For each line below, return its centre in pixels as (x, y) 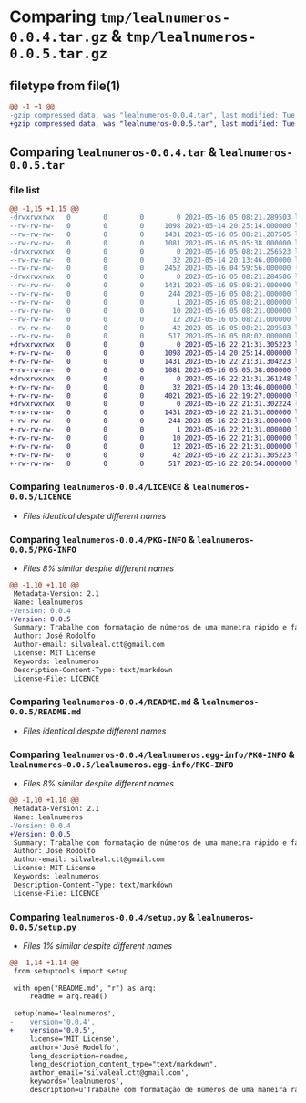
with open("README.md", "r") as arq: (85, 988)
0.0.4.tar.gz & (66, 36)
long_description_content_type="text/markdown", (124, 1065)
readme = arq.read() (68, 996)
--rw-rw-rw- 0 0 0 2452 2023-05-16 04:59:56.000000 (150, 268)
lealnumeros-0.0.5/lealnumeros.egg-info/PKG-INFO (122, 765)
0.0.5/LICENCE (41, 497)
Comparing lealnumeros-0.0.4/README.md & (105, 702)
